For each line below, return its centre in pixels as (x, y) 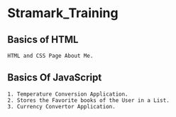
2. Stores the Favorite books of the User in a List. (89, 100)
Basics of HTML (43, 40)
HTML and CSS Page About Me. (50, 56)
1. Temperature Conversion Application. (68, 94)
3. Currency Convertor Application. (61, 106)
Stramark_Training (63, 13)
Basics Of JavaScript (55, 77)
